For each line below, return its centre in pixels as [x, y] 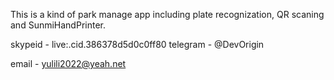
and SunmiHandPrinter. [58, 25]
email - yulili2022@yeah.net [68, 63]
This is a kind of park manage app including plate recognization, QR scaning [167, 14]
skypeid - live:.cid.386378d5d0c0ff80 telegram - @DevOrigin [137, 44]
